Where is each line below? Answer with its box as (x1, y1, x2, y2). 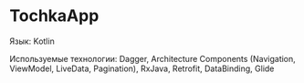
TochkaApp (9, 5, 100, 26)
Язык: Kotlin (9, 36, 55, 47)
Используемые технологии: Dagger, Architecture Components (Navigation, (9, 53, 297, 64)
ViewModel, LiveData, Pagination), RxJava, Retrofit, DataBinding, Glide (9, 63, 275, 74)
